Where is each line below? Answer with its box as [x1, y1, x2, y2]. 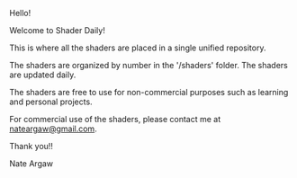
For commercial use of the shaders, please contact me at [9, 114, 221, 124]
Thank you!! [9, 141, 54, 151]
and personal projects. [9, 96, 93, 107]
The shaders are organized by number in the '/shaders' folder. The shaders [9, 60, 288, 70]
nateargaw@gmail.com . [9, 123, 97, 134]
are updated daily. [9, 69, 76, 80]
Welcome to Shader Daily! [9, 25, 105, 35]
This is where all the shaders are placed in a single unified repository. [9, 42, 266, 53]
